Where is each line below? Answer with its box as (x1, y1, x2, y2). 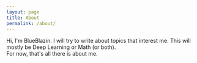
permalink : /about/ (6, 20, 56, 26)
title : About (6, 15, 40, 21)
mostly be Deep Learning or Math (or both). (6, 43, 116, 51)
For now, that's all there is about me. (6, 50, 98, 57)
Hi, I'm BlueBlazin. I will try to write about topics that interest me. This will (6, 37, 191, 45)
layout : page (6, 9, 40, 15)
